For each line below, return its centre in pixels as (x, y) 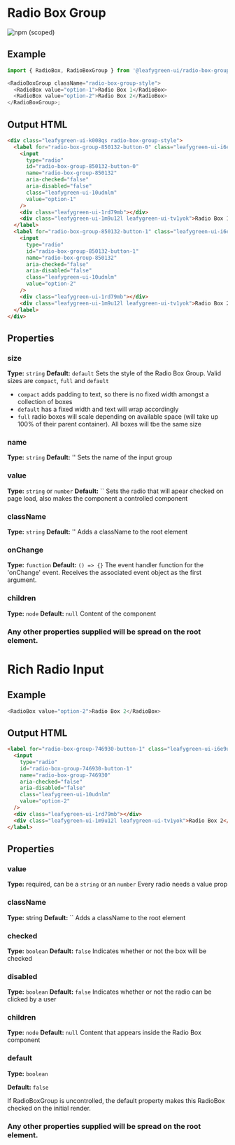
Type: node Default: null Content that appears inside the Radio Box (104, 1033)
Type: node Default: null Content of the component (81, 613)
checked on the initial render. (49, 1108)
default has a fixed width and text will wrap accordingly (98, 409)
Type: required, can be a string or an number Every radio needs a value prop (117, 884)
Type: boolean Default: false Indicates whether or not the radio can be (109, 992)
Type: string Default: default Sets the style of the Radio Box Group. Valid (114, 373)
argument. (22, 580)
